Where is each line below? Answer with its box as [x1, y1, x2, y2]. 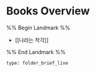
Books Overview [6, 4, 90, 18]
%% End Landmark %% [6, 48, 66, 55]
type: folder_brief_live [6, 60, 68, 66]
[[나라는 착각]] [14, 36, 49, 43]
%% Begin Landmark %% [6, 24, 71, 31]
